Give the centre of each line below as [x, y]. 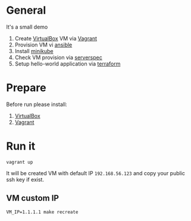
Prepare [26, 88]
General [26, 10]
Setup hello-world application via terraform [68, 64]
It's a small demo [27, 27]
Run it [21, 146]
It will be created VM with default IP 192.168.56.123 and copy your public [96, 173]
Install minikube [34, 51]
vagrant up [20, 162]
